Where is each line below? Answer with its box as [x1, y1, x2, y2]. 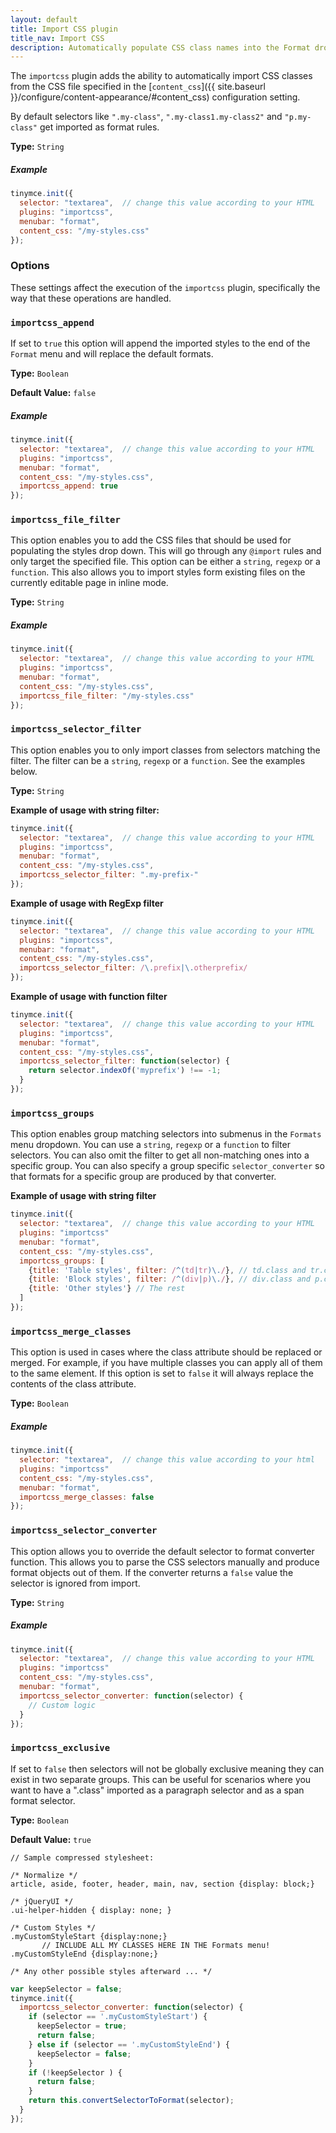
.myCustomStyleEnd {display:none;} [10, 1949, 159, 1959]
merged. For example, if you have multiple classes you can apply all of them [10, 1357, 323, 1369]
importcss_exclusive [10, 1742, 111, 1754]
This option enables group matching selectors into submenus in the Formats [10, 1128, 322, 1140]
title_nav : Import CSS [10, 33, 105, 43]
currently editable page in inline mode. [10, 577, 169, 589]
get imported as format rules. [39, 121, 160, 133]
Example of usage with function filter [10, 991, 168, 1003]
